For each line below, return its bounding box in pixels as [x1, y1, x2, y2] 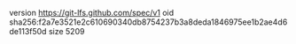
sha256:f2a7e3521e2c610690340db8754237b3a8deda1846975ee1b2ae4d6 [9, 17, 288, 27]
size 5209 [48, 26, 85, 36]
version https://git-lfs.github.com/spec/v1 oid [9, 8, 175, 18]
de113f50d [9, 26, 47, 36]
